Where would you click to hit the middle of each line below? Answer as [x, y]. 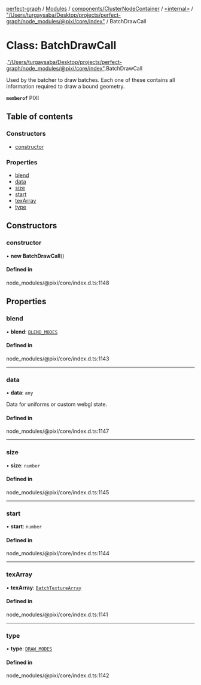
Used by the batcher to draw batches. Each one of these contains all [91, 79]
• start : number [24, 526]
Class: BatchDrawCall [61, 46]
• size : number [23, 465]
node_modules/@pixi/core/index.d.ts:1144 [58, 553]
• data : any [20, 393]
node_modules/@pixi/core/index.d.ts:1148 [58, 283]
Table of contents [39, 117]
